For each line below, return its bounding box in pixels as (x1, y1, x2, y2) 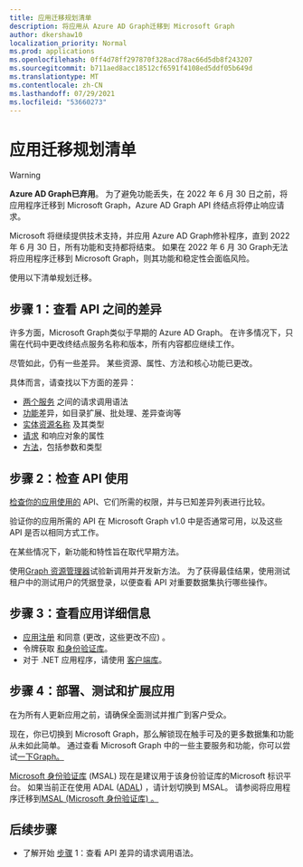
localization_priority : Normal (9, 38, 128, 48)
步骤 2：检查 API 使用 (9, 470, 129, 486)
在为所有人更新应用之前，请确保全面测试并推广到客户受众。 (9, 708, 232, 720)
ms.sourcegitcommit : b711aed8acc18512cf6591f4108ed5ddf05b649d (9, 64, 253, 73)
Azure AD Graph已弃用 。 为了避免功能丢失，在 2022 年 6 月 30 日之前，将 (9, 188, 288, 199)
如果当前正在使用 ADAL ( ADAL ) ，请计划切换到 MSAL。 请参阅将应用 (26, 781, 283, 793)
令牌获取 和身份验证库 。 (22, 642, 113, 653)
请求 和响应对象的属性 (22, 430, 105, 441)
